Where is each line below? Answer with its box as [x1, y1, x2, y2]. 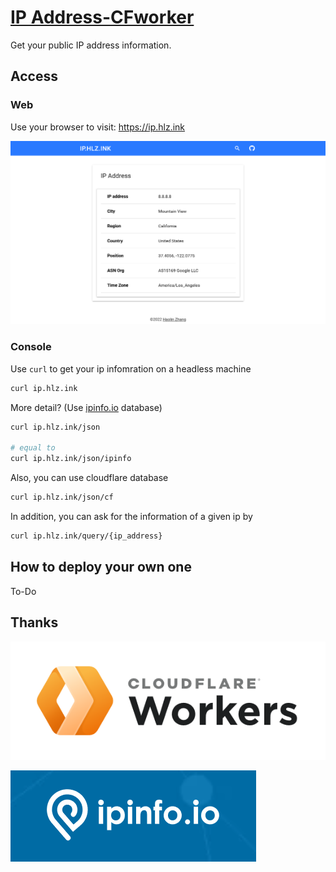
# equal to [10, 443, 56, 453]
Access [10, 68, 58, 85]
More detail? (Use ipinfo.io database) [10, 401, 163, 413]
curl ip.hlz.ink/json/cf [10, 492, 114, 503]
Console [10, 340, 52, 354]
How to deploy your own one [10, 559, 192, 576]
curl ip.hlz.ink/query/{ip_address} [10, 531, 163, 541]
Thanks [10, 614, 59, 631]
